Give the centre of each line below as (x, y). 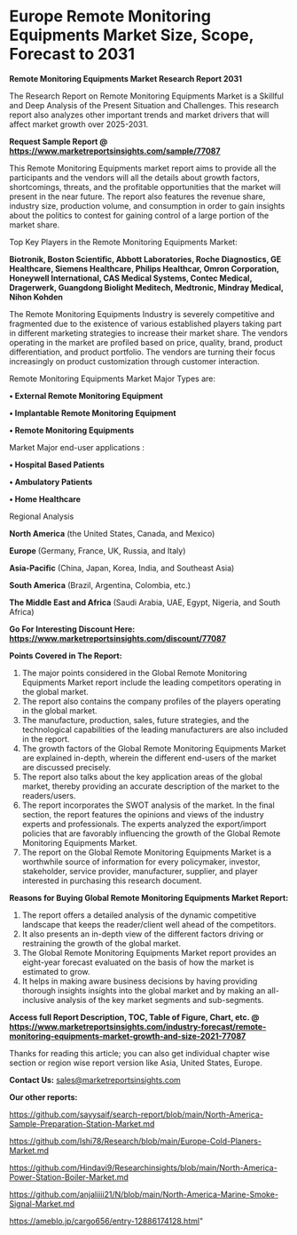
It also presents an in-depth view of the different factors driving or (143, 934)
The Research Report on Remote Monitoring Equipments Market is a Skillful (146, 96)
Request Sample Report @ (59, 141)
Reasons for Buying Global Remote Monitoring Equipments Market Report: (149, 897)
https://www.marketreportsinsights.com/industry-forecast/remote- (138, 1026)
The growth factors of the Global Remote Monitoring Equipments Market (154, 748)
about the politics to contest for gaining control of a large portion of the (139, 215)
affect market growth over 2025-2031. (79, 124)
